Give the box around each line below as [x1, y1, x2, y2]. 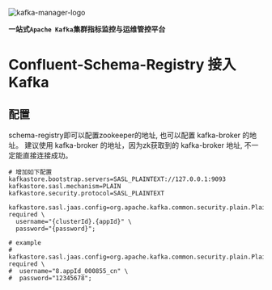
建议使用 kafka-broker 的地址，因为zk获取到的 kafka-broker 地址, [23, 141, 243, 149]
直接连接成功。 [22, 150, 73, 160]
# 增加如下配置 [8, 168, 53, 176]
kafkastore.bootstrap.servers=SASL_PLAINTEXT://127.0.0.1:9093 [8, 175, 227, 183]
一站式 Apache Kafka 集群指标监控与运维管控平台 [8, 24, 166, 34]
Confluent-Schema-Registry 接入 [8, 56, 236, 74]
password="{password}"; [15, 225, 96, 233]
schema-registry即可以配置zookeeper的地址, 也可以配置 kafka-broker [8, 130, 241, 140]
